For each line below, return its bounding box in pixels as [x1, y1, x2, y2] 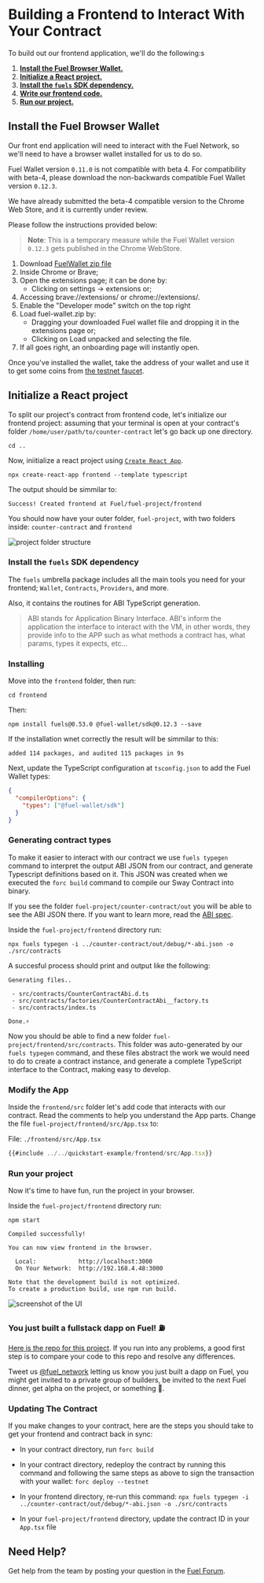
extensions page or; [31, 325, 97, 335]
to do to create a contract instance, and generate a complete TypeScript [8, 1056, 242, 1066]
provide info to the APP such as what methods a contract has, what [27, 630, 246, 639]
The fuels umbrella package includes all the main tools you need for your [8, 575, 246, 584]
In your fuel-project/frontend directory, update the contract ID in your [19, 1514, 250, 1523]
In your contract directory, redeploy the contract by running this [19, 1459, 226, 1469]
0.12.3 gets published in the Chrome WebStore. [27, 243, 182, 253]
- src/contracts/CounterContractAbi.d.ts [11, 989, 149, 997]
